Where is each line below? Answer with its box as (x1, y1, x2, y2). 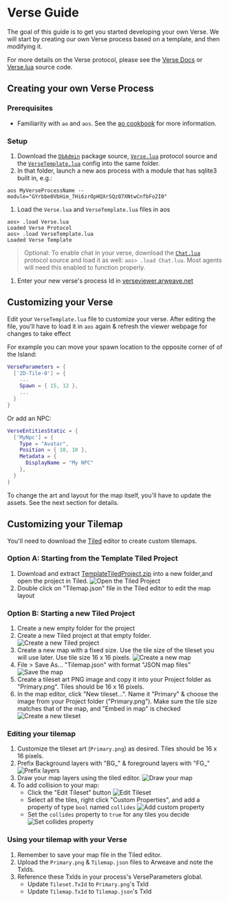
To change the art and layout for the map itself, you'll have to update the (7, 491, 212, 500)
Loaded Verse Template (7, 236, 72, 244)
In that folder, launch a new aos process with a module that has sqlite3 (17, 167, 217, 175)
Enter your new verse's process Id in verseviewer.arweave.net (17, 277, 194, 285)
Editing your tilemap (7, 729, 76, 739)
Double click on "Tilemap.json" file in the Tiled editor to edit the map (17, 583, 211, 592)
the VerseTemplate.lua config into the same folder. (17, 159, 160, 167)
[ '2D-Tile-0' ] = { (13, 369, 67, 376)
